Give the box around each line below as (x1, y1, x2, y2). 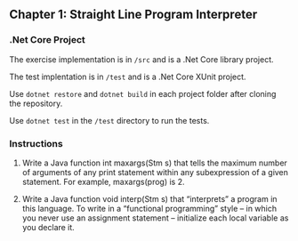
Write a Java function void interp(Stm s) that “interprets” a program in (21, 193, 278, 204)
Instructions (9, 137, 64, 149)
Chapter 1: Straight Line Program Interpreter (9, 7, 258, 22)
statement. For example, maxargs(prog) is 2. (21, 176, 185, 187)
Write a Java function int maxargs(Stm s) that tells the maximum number (21, 157, 287, 168)
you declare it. (21, 221, 76, 232)
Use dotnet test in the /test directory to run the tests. (9, 115, 210, 125)
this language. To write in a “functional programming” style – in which (21, 203, 278, 213)
